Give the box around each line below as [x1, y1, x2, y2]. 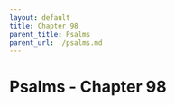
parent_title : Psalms [9, 30, 91, 39]
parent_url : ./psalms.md [9, 38, 103, 48]
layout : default [9, 13, 70, 22]
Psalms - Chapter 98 [9, 77, 167, 97]
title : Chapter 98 [9, 22, 78, 31]
